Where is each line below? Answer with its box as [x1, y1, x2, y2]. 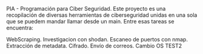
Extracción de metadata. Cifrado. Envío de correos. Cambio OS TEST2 [6, 42, 182, 49]
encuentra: [6, 24, 33, 31]
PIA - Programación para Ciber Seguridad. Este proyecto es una [6, 5, 166, 12]
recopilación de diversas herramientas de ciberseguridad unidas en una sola [6, 11, 198, 19]
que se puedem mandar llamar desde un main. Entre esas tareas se [6, 18, 175, 25]
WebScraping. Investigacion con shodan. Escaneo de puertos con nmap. [6, 36, 188, 43]
